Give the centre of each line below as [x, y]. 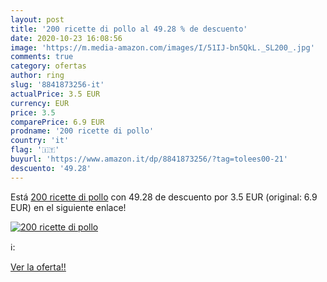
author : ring [37, 76]
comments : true [42, 57]
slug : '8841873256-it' [57, 85]
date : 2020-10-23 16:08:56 [66, 38]
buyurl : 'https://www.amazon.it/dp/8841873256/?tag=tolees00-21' [149, 159]
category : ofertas [48, 66]
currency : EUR [40, 103]
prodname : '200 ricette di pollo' [82, 131]
